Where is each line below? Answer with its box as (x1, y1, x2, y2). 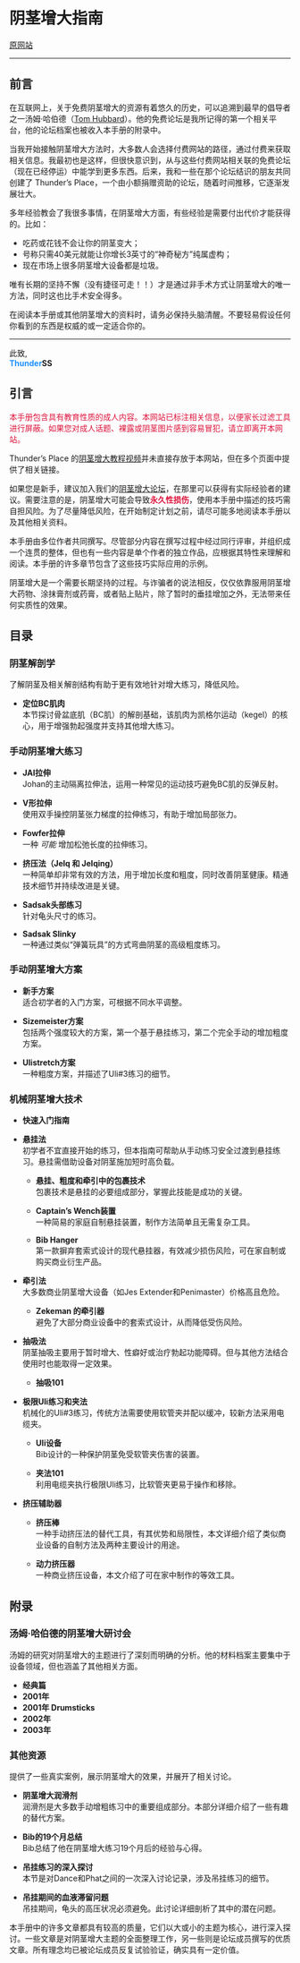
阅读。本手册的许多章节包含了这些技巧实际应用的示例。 (9, 558, 212, 568)
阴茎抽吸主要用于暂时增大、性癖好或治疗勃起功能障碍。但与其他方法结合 (21, 1347, 288, 1358)
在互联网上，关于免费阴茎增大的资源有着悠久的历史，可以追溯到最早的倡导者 (9, 102, 291, 113)
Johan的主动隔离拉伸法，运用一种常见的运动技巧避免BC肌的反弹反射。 (21, 778, 283, 789)
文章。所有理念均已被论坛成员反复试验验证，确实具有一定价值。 (9, 1944, 244, 1956)
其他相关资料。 (16, 516, 72, 527)
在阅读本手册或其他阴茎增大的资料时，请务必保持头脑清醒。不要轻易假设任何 (9, 309, 291, 320)
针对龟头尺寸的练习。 (21, 910, 101, 921)
